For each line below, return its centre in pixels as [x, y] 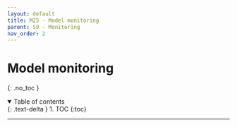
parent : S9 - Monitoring [44, 27]
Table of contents [39, 102]
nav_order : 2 [26, 34]
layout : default [31, 14]
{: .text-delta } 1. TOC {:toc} [47, 109]
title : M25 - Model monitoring [53, 20]
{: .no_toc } [23, 88]
